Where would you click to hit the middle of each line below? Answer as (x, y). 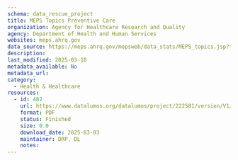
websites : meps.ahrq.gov (44, 40)
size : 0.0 (35, 126)
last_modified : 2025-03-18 (47, 60)
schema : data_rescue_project (50, 14)
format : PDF (38, 113)
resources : (23, 93)
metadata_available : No (42, 67)
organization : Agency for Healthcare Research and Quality (96, 27)
